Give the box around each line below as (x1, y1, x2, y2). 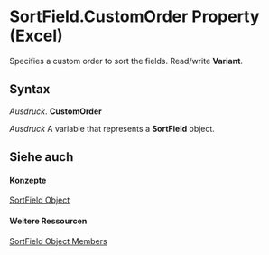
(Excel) (9, 25, 63, 46)
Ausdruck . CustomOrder (9, 106, 102, 117)
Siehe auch (9, 149, 74, 165)
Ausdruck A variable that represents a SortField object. (9, 123, 215, 134)
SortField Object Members (9, 235, 107, 246)
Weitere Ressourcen (9, 215, 88, 226)
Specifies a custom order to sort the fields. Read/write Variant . (9, 55, 244, 66)
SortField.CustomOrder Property (9, 6, 260, 27)
